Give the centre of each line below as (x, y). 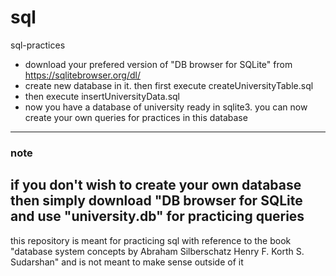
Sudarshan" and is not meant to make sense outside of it (127, 262)
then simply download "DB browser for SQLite (156, 201)
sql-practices (38, 45)
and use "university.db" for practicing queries (157, 216)
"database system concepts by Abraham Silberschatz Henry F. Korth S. (157, 251)
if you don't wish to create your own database (156, 185)
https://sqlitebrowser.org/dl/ (82, 75)
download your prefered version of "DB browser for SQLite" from (158, 64)
